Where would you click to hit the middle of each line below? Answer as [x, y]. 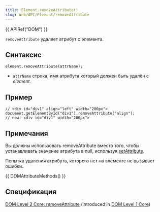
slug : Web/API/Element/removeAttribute [47, 15]
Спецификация [31, 192]
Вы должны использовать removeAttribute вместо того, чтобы [72, 146]
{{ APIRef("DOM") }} [26, 29]
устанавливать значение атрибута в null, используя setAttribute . [75, 151]
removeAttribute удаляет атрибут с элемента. [55, 39]
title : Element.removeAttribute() [42, 10]
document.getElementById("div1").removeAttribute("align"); [70, 114]
